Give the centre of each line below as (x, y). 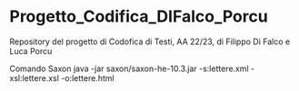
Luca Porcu (31, 50)
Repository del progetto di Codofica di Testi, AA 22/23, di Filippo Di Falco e (150, 41)
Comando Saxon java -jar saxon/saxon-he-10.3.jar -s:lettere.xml (129, 68)
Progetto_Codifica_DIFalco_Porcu (139, 17)
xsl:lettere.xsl (34, 77)
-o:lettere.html (88, 77)
